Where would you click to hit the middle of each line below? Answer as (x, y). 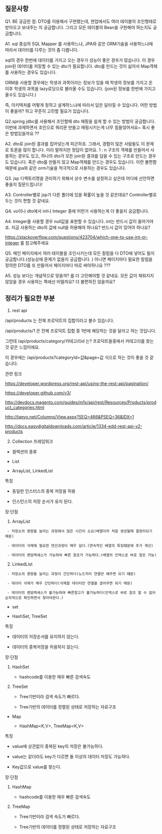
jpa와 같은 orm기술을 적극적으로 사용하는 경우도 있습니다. (72, 168)
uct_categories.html (25, 407)
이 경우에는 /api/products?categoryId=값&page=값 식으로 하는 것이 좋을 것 (77, 357)
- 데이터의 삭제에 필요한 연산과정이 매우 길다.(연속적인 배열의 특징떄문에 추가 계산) (80, 545)
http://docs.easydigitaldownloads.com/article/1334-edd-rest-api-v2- (74, 426)
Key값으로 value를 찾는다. (37, 767)
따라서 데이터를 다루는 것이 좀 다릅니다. (42, 49)
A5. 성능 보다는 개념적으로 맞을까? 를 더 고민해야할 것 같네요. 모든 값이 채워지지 (80, 275)
